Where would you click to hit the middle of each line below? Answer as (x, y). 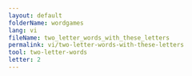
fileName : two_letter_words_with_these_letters (89, 38)
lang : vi (23, 30)
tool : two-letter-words (48, 52)
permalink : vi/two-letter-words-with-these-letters (96, 45)
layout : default (35, 15)
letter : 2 (25, 60)
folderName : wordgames (46, 23)
